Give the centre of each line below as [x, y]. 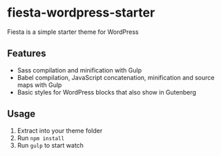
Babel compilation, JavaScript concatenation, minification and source [116, 77]
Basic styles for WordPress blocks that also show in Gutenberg [107, 92]
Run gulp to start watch [50, 145]
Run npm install [41, 138]
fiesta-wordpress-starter [81, 13]
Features [27, 53]
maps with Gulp [39, 85]
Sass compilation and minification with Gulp [79, 70]
